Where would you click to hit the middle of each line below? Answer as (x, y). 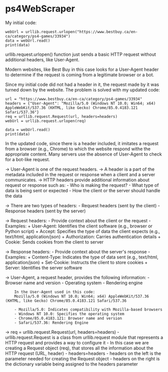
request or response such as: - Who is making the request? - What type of (82, 185)
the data (14, 196)
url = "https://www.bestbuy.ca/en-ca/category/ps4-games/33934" (74, 99)
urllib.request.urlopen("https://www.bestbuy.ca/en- (81, 32)
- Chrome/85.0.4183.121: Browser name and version (68, 318)
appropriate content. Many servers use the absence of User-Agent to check (83, 154)
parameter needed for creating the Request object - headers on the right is (82, 358)
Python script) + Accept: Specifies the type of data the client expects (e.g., (83, 231)
